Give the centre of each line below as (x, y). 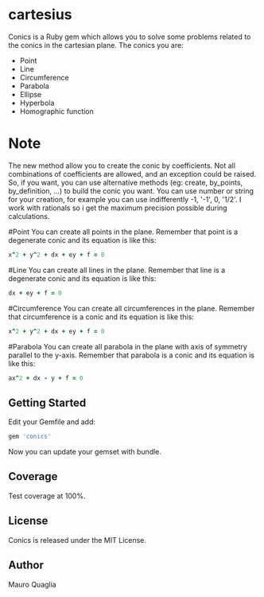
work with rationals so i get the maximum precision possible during (118, 208)
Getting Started (47, 402)
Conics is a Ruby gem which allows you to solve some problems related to (130, 37)
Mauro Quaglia (33, 584)
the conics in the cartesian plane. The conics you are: (96, 45)
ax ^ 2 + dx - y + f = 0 (46, 378)
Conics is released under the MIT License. (78, 540)
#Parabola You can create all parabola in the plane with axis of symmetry (128, 346)
